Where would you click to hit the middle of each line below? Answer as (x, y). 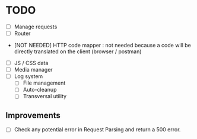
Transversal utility (45, 96)
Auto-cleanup (40, 90)
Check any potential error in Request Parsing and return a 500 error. (97, 130)
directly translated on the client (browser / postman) (78, 51)
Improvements (33, 115)
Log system (28, 76)
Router (22, 33)
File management (44, 83)
